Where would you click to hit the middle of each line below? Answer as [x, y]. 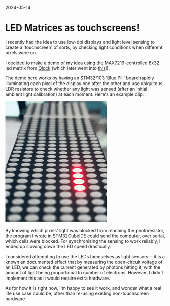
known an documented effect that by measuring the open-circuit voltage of [84, 262]
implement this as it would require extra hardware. [58, 278]
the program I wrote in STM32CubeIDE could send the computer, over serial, [85, 236]
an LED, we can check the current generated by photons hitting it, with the [83, 267]
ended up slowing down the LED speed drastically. [58, 246]
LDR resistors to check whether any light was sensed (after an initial [76, 89]
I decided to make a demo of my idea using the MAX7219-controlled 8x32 [82, 63]
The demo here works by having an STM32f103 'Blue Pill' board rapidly [80, 78]
